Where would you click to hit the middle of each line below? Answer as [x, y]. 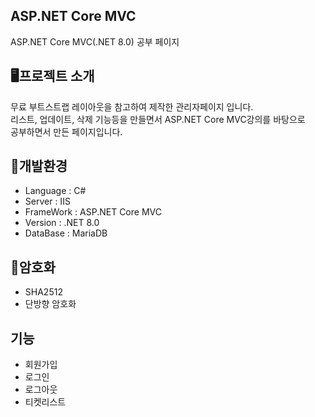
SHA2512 [43, 292]
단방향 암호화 [50, 304]
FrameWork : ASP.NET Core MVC [93, 212]
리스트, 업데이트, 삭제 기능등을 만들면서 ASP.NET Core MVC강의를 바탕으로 [158, 119]
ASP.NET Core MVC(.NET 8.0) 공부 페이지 [95, 41]
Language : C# [55, 191]
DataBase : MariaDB [66, 233]
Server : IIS [47, 201]
